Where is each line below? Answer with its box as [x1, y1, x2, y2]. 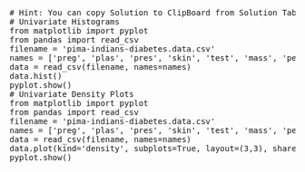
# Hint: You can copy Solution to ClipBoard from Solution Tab [9, 8, 297, 17]
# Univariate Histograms [9, 17, 120, 26]
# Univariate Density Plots [9, 90, 134, 99]
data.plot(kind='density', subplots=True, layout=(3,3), [9, 144, 269, 153]
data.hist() [9, 72, 63, 81]
